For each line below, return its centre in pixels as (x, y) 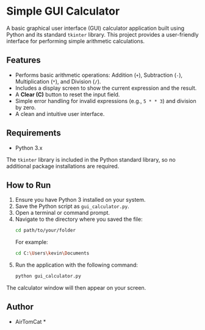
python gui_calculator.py (48, 276)
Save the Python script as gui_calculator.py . (72, 206)
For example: (31, 242)
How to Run (29, 185)
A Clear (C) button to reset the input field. (67, 94)
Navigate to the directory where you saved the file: (79, 219)
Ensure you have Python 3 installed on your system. (80, 200)
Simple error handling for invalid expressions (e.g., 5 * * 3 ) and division (106, 101)
